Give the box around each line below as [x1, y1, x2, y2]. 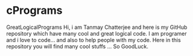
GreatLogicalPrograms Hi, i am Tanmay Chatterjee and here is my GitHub [6, 23, 188, 31]
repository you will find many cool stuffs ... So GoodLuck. [6, 43, 149, 50]
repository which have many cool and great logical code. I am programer [6, 30, 187, 37]
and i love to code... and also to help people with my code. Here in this [6, 36, 181, 43]
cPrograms [6, 4, 63, 17]
